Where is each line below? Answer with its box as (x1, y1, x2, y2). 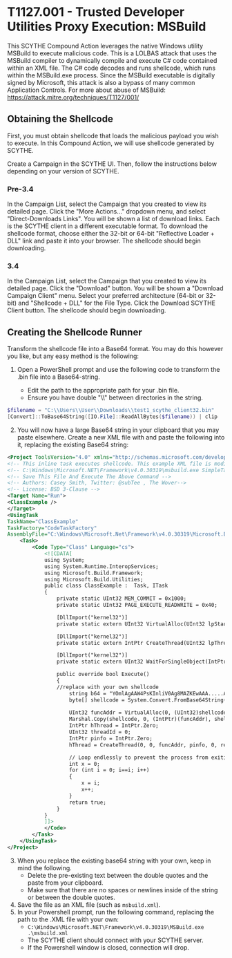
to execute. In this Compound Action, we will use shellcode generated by (7, 139, 215, 147)
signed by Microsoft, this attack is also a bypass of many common (7, 78, 195, 86)
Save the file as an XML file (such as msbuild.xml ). (17, 900, 161, 909)
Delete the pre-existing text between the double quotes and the (27, 871, 209, 879)
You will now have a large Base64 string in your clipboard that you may (17, 426, 220, 434)
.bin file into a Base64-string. (17, 373, 100, 381)
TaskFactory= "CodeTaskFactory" (7, 525, 97, 532)
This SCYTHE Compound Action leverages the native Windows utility (7, 41, 204, 50)
